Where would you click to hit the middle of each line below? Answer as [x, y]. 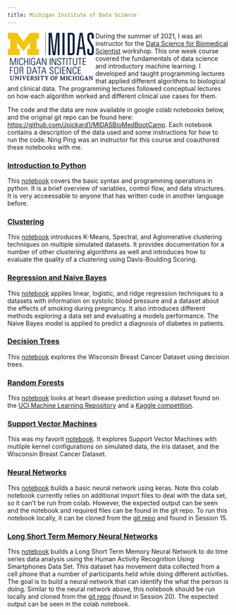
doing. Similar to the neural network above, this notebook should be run [111, 589]
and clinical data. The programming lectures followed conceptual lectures [114, 88]
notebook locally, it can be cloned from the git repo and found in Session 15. [118, 518]
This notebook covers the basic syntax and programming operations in [110, 181]
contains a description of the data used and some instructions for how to [113, 132]
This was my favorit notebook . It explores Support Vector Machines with [112, 439]
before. [18, 203]
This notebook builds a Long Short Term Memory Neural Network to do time [118, 551]
